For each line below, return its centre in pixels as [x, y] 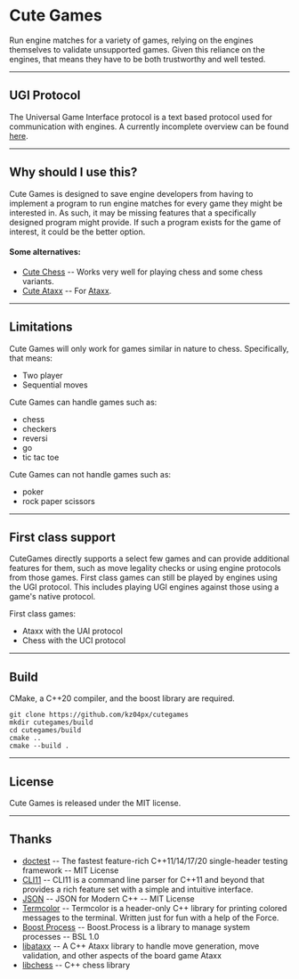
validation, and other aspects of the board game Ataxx [122, 955]
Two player [43, 375]
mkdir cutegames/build [51, 722]
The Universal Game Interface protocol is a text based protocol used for [141, 117]
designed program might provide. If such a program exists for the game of [145, 222]
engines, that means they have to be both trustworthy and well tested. [137, 59]
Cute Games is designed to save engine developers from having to [131, 193]
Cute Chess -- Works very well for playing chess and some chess [142, 272]
